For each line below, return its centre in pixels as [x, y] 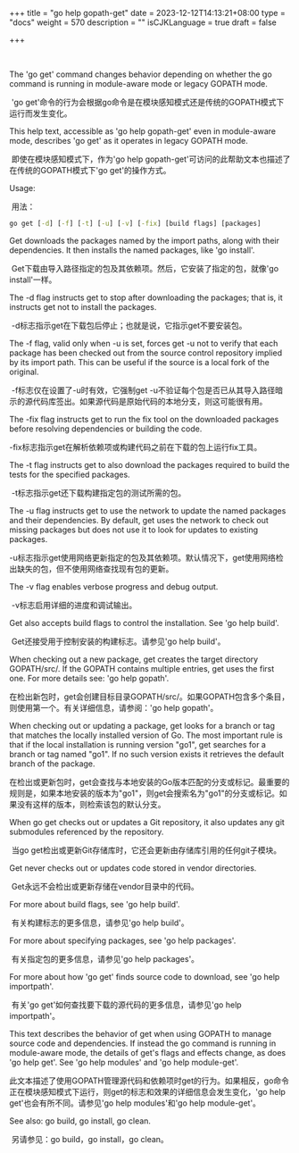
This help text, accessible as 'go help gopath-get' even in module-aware [143, 131]
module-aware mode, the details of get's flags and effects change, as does [148, 1052]
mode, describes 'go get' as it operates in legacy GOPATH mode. [129, 141]
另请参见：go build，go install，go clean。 [90, 1139]
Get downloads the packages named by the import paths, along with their [144, 240]
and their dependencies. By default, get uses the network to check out [139, 520]
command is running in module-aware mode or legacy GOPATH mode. [138, 84]
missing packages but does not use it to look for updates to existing [134, 530]
